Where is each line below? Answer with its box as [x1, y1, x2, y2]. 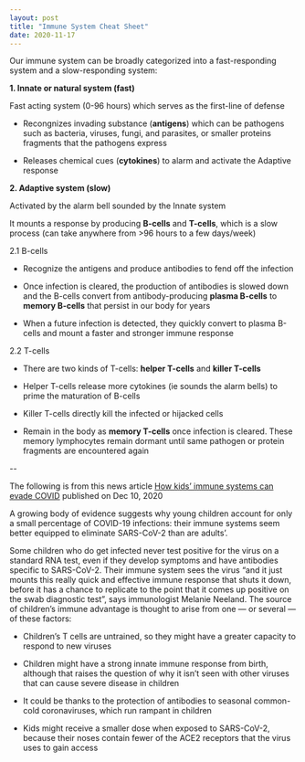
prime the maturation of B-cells [22, 390, 141, 402]
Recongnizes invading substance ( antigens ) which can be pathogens [22, 118, 285, 129]
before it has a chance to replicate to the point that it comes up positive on [9, 584, 289, 595]
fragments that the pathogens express [22, 138, 167, 149]
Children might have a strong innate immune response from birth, [22, 659, 269, 670]
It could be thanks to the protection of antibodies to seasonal [22, 695, 253, 706]
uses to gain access [22, 742, 99, 754]
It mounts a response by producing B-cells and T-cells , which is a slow [9, 218, 279, 229]
